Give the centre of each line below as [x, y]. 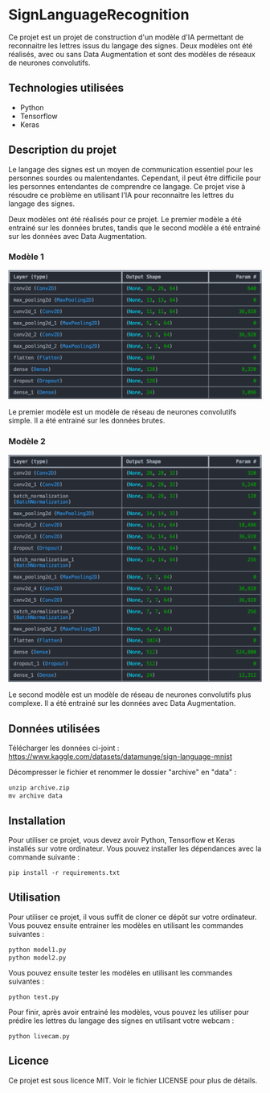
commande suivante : [44, 857]
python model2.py [37, 958]
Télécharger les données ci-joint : [64, 748]
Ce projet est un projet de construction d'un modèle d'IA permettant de [126, 37]
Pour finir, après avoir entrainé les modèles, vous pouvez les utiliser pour [129, 1012]
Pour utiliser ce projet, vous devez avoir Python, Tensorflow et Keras [122, 840]
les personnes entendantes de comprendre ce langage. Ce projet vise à [127, 186]
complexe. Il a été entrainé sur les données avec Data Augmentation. [122, 703]
